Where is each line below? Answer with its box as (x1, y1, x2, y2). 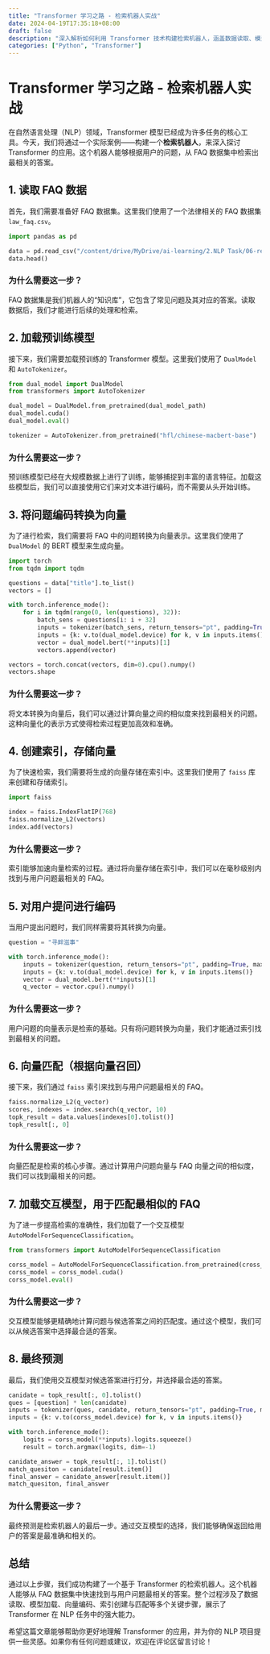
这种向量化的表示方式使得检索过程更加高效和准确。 (8, 718, 178, 728)
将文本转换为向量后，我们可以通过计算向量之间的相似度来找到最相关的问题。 (8, 709, 262, 718)
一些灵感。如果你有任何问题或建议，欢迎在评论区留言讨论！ (14, 1637, 213, 1647)
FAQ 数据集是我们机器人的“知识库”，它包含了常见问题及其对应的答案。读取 (8, 295, 256, 305)
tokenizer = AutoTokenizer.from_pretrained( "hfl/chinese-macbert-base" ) (8, 431, 257, 439)
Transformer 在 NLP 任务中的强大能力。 (8, 1610, 140, 1619)
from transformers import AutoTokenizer (8, 388, 146, 396)
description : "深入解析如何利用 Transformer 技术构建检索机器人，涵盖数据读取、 (8, 34, 256, 43)
